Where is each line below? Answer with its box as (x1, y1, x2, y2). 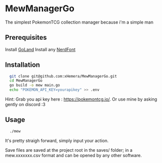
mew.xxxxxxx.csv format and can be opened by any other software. (5, 152, 142, 158)
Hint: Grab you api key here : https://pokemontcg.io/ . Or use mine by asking (5, 96, 158, 102)
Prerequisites (5, 33, 47, 42)
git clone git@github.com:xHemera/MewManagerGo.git (9, 74, 117, 79)
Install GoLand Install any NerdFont (5, 46, 76, 52)
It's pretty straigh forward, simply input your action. (5, 137, 109, 143)
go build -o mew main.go (9, 83, 60, 88)
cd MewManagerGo (9, 78, 43, 83)
